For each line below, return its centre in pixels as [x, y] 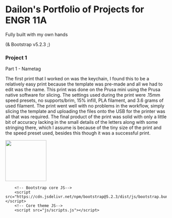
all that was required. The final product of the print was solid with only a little [86, 117]
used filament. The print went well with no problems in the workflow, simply [85, 106]
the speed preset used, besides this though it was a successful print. [78, 133]
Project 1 [16, 57]
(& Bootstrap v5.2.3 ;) [28, 44]
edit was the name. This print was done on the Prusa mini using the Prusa [83, 90]
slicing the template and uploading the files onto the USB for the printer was [85, 112]
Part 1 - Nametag [23, 69]
